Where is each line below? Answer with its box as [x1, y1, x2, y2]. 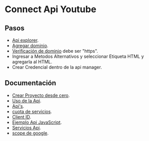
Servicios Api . [12, 124, 41, 130]
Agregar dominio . [12, 43, 48, 49]
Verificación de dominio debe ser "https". [12, 48, 98, 54]
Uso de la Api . [12, 97, 41, 103]
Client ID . [12, 114, 31, 120]
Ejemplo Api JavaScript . [12, 119, 62, 125]
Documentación [5, 79, 57, 87]
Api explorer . [12, 37, 39, 43]
